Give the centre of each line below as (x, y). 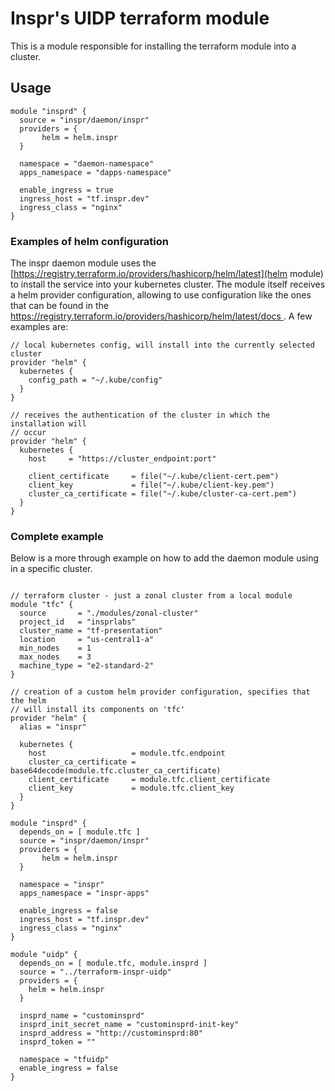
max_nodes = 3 (55, 657)
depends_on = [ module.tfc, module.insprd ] (113, 963)
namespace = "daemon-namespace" (87, 163)
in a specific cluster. (51, 569)
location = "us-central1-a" (87, 640)
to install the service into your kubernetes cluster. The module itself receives (168, 284)
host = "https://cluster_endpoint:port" (122, 459)
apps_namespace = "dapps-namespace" (95, 172)
